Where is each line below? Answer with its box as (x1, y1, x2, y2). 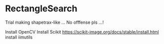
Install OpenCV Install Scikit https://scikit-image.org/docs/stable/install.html (5, 29, 159, 35)
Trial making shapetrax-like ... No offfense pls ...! (5, 19, 104, 25)
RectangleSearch (5, 3, 78, 14)
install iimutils (5, 34, 33, 40)
